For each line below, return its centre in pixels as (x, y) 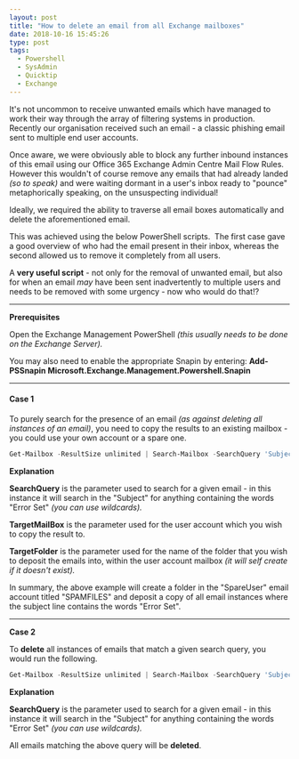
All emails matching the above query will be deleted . (105, 745)
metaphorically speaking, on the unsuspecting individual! (114, 192)
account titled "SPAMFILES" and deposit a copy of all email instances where (149, 596)
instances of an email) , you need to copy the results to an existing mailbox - (149, 428)
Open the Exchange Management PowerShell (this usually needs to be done (149, 334)
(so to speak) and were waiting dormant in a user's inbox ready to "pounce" (148, 182)
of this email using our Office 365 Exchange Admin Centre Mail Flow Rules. (147, 164)
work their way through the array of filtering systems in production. (132, 118)
